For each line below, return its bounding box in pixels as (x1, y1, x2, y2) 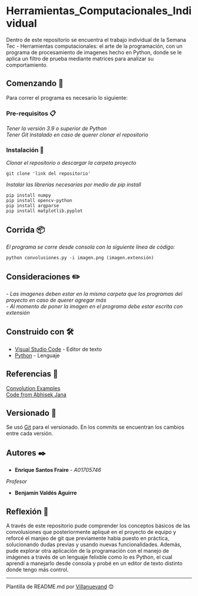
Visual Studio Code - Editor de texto (14, 346, 102, 353)
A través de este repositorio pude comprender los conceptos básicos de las (6, 522, 190, 529)
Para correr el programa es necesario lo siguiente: (6, 94, 128, 101)
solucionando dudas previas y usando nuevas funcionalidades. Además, (6, 541, 181, 548)
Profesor (6, 478, 28, 485)
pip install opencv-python (6, 198, 72, 204)
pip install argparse (6, 203, 60, 209)
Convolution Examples (6, 385, 61, 392)
